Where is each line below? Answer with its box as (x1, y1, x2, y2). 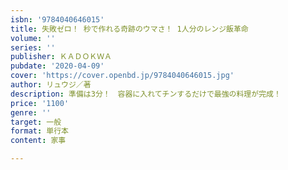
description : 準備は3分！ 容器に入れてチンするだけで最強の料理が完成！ (10, 89, 282, 99)
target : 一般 (10, 117, 62, 127)
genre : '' (10, 107, 52, 118)
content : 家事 (10, 136, 67, 146)
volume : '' (10, 33, 56, 43)
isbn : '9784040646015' (10, 14, 105, 25)
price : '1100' (10, 98, 70, 108)
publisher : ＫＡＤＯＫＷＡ (10, 52, 113, 62)
